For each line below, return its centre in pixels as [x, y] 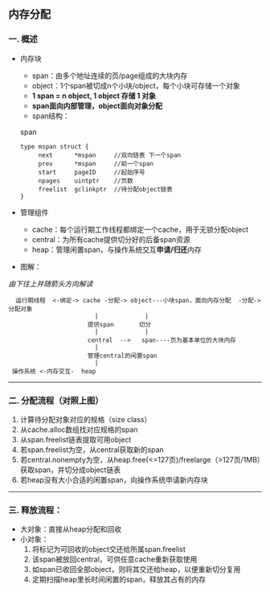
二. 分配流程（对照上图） [56, 401]
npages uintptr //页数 [86, 181]
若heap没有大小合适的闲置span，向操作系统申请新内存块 [114, 479]
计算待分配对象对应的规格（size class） [86, 419]
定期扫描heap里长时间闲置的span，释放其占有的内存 [119, 580]
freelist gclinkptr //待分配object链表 [105, 189]
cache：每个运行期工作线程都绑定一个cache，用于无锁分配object [140, 229]
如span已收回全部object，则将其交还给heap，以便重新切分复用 [136, 569]
